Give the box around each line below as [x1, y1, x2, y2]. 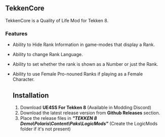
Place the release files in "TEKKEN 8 [20, 115, 97, 121]
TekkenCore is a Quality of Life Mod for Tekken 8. [5, 17, 109, 23]
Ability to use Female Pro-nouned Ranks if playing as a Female [12, 71, 143, 77]
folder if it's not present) [20, 126, 71, 132]
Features [5, 30, 28, 37]
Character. [12, 76, 35, 82]
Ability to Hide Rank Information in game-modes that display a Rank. [12, 41, 155, 48]
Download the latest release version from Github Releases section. [20, 110, 160, 116]
